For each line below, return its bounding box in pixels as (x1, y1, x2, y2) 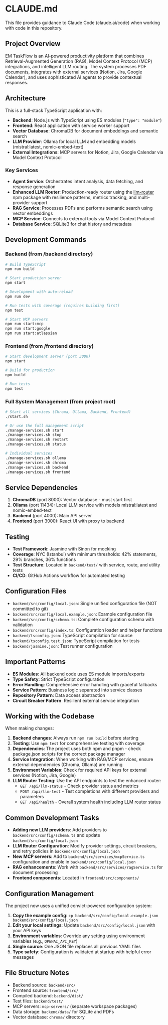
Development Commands (5, 235, 87, 244)
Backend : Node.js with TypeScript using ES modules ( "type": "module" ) (12, 117, 162, 123)
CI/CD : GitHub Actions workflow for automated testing (12, 572, 125, 578)
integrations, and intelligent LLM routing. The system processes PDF (5, 63, 147, 69)
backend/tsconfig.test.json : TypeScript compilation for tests (12, 638, 140, 644)
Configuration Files (5, 587, 67, 596)
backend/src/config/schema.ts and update (12, 832, 100, 838)
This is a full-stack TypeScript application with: (5, 107, 102, 113)
